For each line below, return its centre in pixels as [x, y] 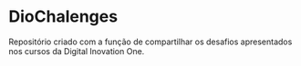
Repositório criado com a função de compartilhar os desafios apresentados [150, 42]
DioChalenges [63, 17]
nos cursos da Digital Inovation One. [77, 51]
